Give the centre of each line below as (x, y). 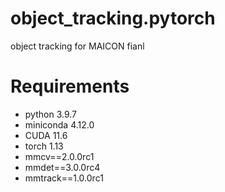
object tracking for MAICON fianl (77, 46)
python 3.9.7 (50, 114)
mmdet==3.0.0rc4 (62, 167)
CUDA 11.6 (46, 135)
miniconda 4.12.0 (59, 124)
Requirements (70, 86)
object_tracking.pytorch (113, 18)
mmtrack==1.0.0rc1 (64, 178)
